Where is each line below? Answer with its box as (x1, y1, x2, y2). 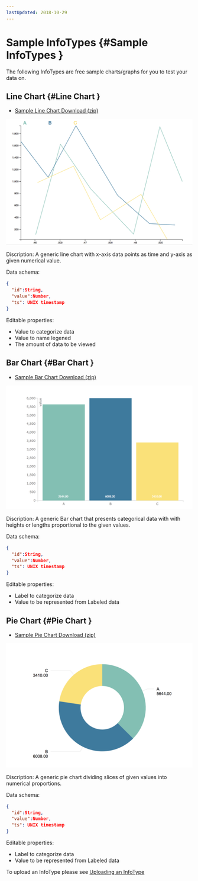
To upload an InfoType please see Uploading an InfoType (6, 869, 145, 876)
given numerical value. (6, 257, 61, 264)
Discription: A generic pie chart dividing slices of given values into (6, 773, 167, 780)
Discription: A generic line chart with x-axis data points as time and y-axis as (6, 251, 193, 258)
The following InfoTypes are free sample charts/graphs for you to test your (6, 68, 188, 75)
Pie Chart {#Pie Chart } (6, 616, 92, 626)
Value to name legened (14, 334, 71, 341)
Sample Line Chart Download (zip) (14, 107, 99, 114)
